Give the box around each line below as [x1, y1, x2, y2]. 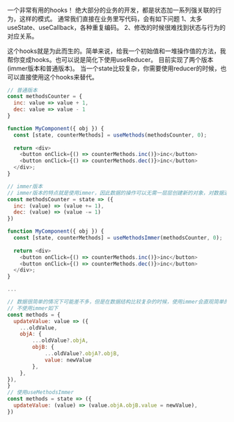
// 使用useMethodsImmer [7, 389, 75, 396]
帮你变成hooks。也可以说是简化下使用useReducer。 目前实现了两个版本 [7, 55, 214, 63]
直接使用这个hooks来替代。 [19, 72, 99, 81]
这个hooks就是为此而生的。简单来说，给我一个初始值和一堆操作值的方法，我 [7, 47, 226, 55]
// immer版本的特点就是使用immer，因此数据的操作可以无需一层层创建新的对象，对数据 [7, 189, 224, 196]
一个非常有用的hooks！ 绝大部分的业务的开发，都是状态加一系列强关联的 [7, 6, 216, 14]
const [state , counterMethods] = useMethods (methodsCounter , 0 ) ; [13, 132, 208, 139]
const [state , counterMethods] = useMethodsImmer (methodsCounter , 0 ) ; [13, 235, 223, 242]
